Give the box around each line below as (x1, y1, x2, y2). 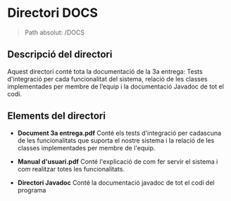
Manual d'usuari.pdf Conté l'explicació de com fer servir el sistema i (17, 157, 218, 166)
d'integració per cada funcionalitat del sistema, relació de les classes (7, 74, 208, 83)
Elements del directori (7, 110, 106, 122)
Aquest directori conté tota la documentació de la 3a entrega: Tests (7, 67, 203, 75)
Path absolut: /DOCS (24, 28, 85, 37)
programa (17, 186, 46, 194)
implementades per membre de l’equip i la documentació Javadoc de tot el (7, 82, 224, 91)
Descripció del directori (7, 48, 113, 60)
